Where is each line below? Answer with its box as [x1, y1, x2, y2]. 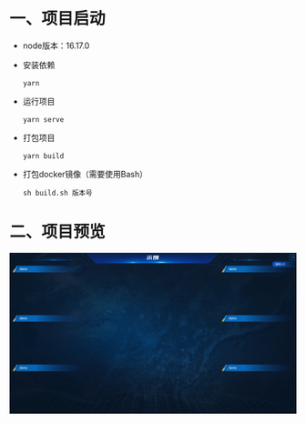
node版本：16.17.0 [22, 40, 90, 51]
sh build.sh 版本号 [22, 188, 93, 197]
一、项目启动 [9, 8, 107, 29]
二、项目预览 [9, 222, 107, 242]
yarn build [22, 151, 65, 160]
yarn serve [22, 115, 65, 124]
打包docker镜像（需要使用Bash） [22, 168, 148, 179]
